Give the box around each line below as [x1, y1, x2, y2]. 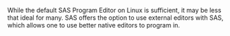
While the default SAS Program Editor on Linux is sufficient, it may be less [7, 6, 222, 14]
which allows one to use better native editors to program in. [7, 21, 181, 29]
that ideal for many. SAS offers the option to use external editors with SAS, [7, 13, 224, 22]
